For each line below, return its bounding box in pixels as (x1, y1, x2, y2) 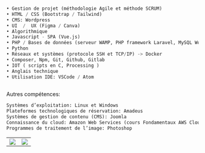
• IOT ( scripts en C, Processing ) (6, 62, 99, 69)
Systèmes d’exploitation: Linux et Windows (6, 102, 119, 109)
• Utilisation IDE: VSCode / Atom (6, 73, 95, 80)
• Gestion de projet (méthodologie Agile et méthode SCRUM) (6, 6, 163, 12)
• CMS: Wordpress (6, 17, 51, 23)
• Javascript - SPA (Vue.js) (6, 34, 81, 40)
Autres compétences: (6, 91, 60, 98)
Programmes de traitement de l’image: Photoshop (6, 125, 132, 131)
